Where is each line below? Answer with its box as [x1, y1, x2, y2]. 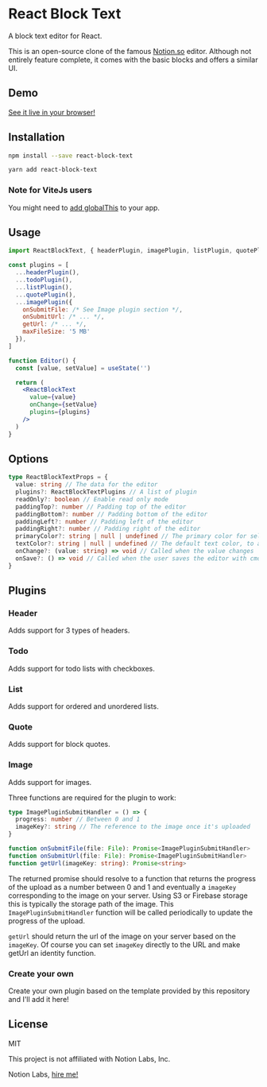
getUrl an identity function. [8, 948, 97, 957]
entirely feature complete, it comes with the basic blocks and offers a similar [8, 55, 258, 64]
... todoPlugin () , [15, 276, 73, 284]
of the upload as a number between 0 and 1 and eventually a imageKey [8, 882, 237, 892]
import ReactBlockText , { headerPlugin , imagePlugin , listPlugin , [8, 247, 233, 255]
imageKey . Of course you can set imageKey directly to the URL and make [8, 939, 241, 950]
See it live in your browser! [8, 107, 95, 117]
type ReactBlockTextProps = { [8, 474, 109, 482]
